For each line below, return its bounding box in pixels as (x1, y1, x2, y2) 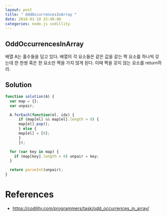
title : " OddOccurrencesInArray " (5, 12, 77, 17)
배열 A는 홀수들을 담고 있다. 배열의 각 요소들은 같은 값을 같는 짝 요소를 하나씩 (5, 53, 155, 60)
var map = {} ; (9, 98, 39, 104)
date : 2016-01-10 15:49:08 (5, 16, 61, 21)
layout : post (5, 7, 32, 12)
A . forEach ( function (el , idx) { (9, 112, 75, 117)
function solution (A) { (5, 94, 55, 99)
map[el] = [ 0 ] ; (18, 131, 50, 136)
